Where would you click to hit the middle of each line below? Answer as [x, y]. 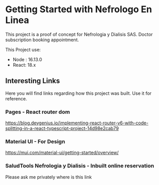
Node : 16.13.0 [27, 59]
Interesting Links [33, 81]
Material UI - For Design [35, 141]
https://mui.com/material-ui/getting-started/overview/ [62, 153]
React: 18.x [24, 65]
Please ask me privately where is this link [49, 177]
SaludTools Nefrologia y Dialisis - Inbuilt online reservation [80, 166]
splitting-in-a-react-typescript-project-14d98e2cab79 [62, 128]
